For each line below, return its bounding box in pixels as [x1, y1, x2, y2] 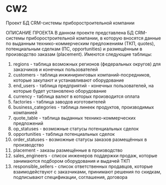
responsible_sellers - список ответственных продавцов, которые [13, 163, 153, 169]
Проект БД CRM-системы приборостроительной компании [6, 20, 135, 26]
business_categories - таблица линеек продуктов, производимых [13, 104, 154, 110]
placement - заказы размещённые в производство [13, 147, 123, 153]
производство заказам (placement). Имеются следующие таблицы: [6, 51, 152, 57]
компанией [13, 109, 38, 116]
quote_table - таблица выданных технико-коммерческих [13, 115, 136, 121]
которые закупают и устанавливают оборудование [13, 77, 124, 83]
